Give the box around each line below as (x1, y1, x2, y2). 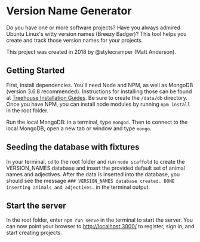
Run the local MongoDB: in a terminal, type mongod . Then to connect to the (6, 118, 188, 125)
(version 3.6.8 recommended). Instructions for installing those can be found (6, 88, 192, 95)
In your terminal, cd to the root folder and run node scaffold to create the (6, 158, 185, 165)
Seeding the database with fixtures (6, 142, 140, 152)
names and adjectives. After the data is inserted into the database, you (6, 170, 180, 177)
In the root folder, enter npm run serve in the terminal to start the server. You (6, 216, 193, 223)
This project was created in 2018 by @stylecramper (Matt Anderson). (6, 48, 176, 55)
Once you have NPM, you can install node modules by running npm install (6, 100, 190, 108)
